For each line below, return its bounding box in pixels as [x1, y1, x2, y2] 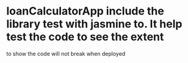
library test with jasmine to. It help [6, 17, 183, 31]
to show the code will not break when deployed [6, 50, 126, 57]
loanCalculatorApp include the [6, 4, 165, 18]
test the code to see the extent [6, 30, 164, 44]
